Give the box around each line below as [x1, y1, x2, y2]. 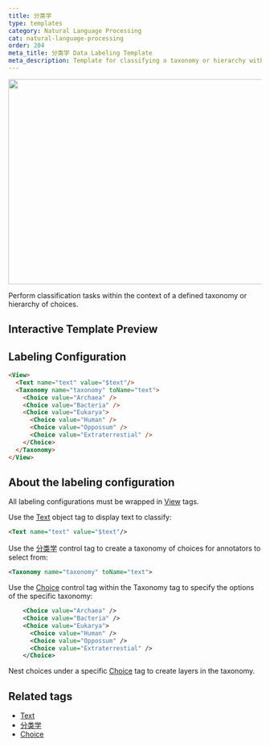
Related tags [8, 689, 73, 703]
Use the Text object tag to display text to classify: [8, 512, 172, 523]
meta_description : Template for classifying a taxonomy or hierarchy [8, 57, 247, 65]
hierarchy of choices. [8, 299, 79, 309]
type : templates [8, 19, 63, 27]
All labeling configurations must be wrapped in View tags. [8, 497, 199, 506]
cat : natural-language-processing [8, 34, 125, 43]
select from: [8, 552, 48, 563]
